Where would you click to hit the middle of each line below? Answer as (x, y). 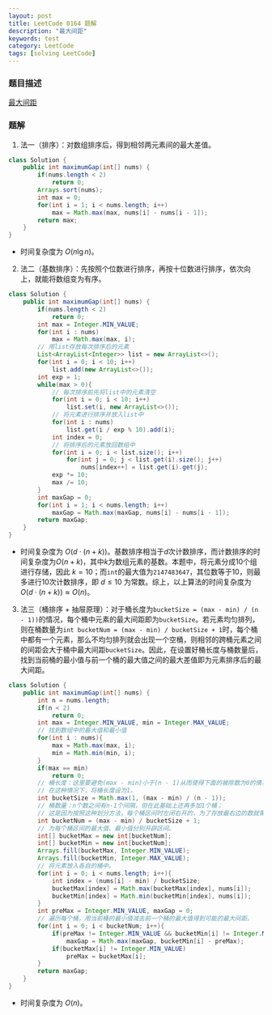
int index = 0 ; (77, 437)
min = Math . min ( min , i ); (93, 753)
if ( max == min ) (63, 768)
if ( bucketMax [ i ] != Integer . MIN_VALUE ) (119, 949)
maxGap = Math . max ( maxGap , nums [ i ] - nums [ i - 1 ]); (140, 512)
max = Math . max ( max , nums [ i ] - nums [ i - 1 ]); (130, 212)
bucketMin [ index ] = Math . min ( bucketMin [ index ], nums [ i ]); (151, 896)
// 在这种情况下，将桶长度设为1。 (87, 791)
